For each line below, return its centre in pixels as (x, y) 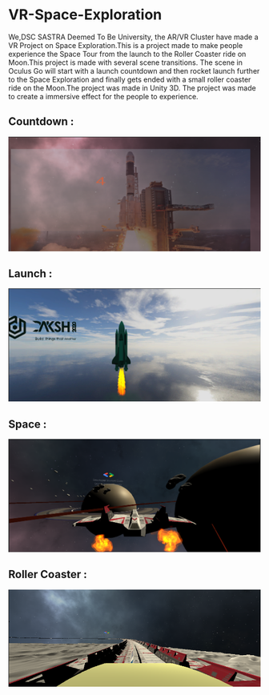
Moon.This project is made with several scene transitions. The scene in (125, 62)
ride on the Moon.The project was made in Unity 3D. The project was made (132, 88)
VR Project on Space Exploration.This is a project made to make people (126, 45)
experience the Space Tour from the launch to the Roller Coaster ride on (127, 54)
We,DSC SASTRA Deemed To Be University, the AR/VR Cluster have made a (133, 37)
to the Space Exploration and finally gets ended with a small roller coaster (130, 79)
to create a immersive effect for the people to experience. (103, 96)
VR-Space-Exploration (85, 15)
